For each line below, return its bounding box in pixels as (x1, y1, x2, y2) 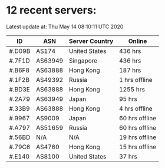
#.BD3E (9, 85, 31, 93)
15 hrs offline (118, 143, 157, 151)
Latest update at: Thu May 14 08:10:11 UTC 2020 (6, 23, 124, 30)
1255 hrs (118, 85, 146, 93)
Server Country (68, 37, 114, 45)
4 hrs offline (118, 104, 153, 113)
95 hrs (118, 95, 137, 103)
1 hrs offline (118, 75, 153, 84)
